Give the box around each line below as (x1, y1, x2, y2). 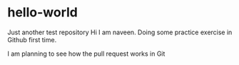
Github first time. (7, 35, 57, 44)
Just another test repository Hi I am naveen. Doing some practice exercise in (7, 28, 233, 36)
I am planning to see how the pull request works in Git (7, 49, 166, 58)
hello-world (7, 4, 78, 21)
